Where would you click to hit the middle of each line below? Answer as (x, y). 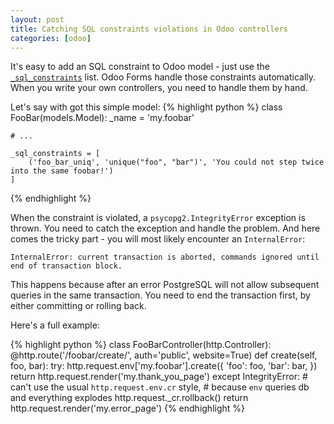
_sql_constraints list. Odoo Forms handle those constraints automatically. (163, 77)
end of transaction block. (66, 266)
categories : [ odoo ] (51, 38)
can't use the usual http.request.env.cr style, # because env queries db (160, 387)
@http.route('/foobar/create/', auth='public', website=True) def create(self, (164, 355)
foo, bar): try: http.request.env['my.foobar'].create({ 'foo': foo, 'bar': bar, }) (164, 366)
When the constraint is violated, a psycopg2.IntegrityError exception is (158, 218)
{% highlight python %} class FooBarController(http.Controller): (141, 345)
